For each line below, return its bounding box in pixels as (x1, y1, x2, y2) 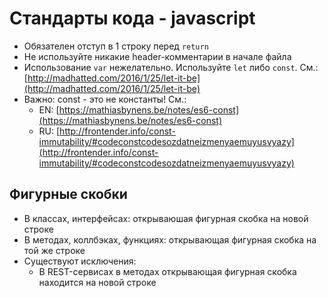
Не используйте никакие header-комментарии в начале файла (23, 50, 292, 62)
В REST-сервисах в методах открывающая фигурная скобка (38, 265, 297, 277)
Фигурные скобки (9, 186, 128, 203)
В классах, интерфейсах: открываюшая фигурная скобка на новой (23, 212, 309, 224)
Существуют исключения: (23, 255, 137, 267)
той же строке (23, 244, 86, 256)
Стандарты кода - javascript (9, 7, 256, 30)
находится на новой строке (38, 276, 157, 288)
